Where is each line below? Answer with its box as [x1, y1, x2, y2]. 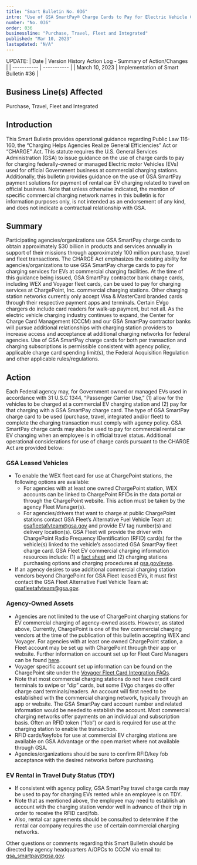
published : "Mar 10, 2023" [6, 36, 72, 42]
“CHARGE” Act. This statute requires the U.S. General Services [6, 148, 158, 155]
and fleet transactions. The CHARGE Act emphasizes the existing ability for [6, 255, 188, 262]
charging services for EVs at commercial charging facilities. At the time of [6, 268, 184, 275]
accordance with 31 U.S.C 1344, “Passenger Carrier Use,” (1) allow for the [6, 395, 184, 402]
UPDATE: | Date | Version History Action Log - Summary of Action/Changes [6, 57, 188, 65]
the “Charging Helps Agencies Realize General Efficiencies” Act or [17, 142, 178, 149]
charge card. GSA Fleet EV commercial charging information [23, 547, 169, 555]
